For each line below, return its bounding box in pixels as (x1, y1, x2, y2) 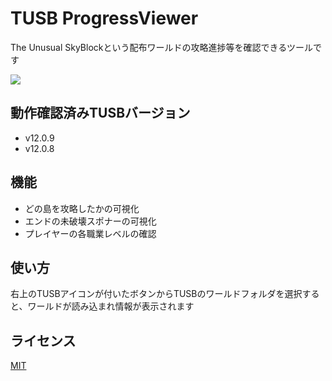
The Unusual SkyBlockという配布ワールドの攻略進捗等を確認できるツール (10, 41, 313, 53)
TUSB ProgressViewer (10, 7, 199, 30)
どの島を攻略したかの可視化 (24, 202, 140, 214)
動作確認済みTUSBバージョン (10, 105, 191, 122)
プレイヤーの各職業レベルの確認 (24, 227, 157, 239)
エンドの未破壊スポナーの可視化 (24, 215, 157, 227)
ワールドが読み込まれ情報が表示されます (27, 300, 195, 312)
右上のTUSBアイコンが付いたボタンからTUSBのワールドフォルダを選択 (10, 288, 303, 300)
